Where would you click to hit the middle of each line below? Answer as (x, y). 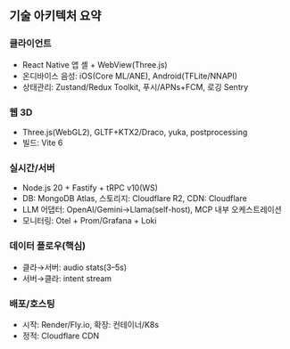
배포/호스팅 (32, 304)
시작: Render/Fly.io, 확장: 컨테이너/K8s (90, 324)
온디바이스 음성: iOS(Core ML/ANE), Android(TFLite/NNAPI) (130, 76)
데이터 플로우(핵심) (48, 246)
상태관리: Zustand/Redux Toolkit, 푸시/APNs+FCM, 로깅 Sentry (135, 86)
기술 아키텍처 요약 (55, 16)
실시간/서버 (32, 167)
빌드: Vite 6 (42, 142)
